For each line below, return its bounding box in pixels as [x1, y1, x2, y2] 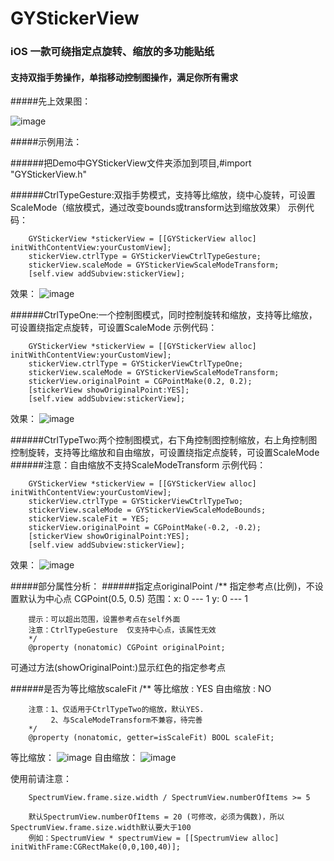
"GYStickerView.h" [10, 168, 88, 181]
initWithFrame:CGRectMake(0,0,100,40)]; [10, 842, 182, 852]
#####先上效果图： [10, 95, 92, 107]
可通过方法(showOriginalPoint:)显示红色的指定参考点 [10, 662, 227, 674]
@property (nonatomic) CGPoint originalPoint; [28, 643, 226, 653]
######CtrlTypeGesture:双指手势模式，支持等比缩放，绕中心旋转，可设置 [10, 189, 316, 201]
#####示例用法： [10, 136, 83, 148]
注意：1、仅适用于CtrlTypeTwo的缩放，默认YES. [28, 705, 205, 715]
